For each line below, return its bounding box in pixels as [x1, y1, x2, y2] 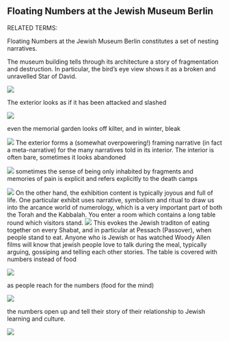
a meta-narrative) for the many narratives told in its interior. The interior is [7, 145, 214, 154]
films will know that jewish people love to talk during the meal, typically [7, 240, 207, 249]
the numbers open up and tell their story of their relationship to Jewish [7, 307, 206, 315]
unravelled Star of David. [7, 72, 77, 80]
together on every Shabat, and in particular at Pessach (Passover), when [7, 225, 212, 234]
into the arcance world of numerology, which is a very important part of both [7, 203, 223, 211]
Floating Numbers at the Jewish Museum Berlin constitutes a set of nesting [7, 37, 219, 45]
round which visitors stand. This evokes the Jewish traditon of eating [7, 219, 210, 227]
